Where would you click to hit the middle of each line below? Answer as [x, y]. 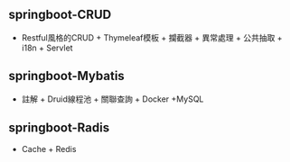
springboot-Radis [59, 128]
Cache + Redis [49, 149]
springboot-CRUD [60, 15]
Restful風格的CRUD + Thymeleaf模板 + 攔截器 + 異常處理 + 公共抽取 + [152, 37]
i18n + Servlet [47, 48]
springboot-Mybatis [67, 76]
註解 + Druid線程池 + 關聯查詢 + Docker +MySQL [112, 99]
